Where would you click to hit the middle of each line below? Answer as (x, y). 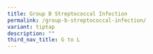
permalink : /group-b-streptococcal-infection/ (77, 20)
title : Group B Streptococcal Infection (68, 14)
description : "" (31, 33)
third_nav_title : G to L (44, 40)
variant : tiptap (31, 27)
